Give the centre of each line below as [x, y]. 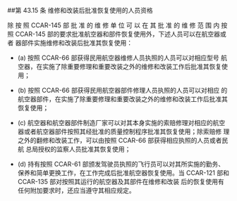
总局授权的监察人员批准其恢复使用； [78, 149]
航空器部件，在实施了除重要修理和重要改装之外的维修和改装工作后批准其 [122, 99]
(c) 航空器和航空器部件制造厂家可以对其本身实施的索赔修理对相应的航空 [121, 123]
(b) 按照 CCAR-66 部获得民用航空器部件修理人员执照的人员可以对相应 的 [122, 90]
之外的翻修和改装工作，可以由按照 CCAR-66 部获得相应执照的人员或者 [120, 140]
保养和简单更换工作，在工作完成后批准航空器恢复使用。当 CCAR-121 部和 [123, 173]
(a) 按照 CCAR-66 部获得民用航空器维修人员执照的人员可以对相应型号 [119, 58]
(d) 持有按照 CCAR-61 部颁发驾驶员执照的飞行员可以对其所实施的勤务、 [121, 164]
